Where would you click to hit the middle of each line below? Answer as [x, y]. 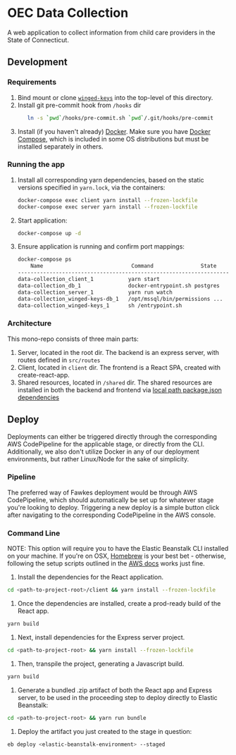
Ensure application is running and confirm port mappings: [101, 247]
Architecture [30, 323]
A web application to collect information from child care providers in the [111, 32]
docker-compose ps [44, 260]
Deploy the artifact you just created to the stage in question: [105, 731]
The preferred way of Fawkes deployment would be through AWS [103, 492]
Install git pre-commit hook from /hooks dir [79, 105]
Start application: [42, 220]
